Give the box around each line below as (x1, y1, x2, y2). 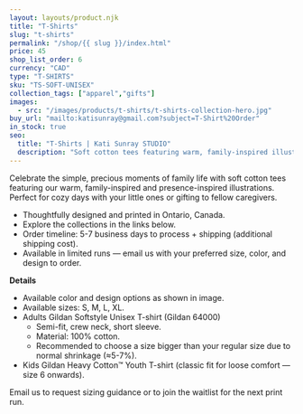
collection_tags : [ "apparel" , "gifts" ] (9, 89, 155, 98)
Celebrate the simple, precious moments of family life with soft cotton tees (9, 173, 287, 183)
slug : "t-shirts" (9, 30, 75, 39)
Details (9, 275, 37, 286)
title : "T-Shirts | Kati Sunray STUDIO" (17, 139, 171, 148)
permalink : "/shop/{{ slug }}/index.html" (9, 38, 171, 48)
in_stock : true (9, 123, 67, 132)
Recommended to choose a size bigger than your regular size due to (35, 340, 291, 351)
